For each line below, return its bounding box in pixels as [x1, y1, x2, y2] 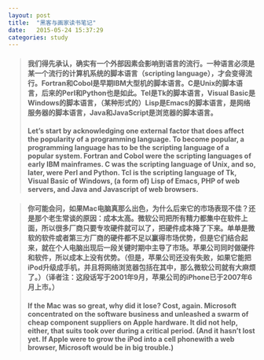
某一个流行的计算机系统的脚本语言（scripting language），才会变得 [27, 68, 246, 78]
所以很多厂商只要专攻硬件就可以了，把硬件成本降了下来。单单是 [41, 223, 248, 233]
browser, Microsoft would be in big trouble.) [27, 343, 174, 352]
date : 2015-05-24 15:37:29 [8, 26, 104, 34]
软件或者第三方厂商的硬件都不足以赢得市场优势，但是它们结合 [41, 233, 241, 243]
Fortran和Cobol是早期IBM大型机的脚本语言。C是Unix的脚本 [41, 78, 236, 87]
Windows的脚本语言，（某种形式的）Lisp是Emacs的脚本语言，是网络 [27, 97, 251, 107]
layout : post [8, 11, 51, 20]
